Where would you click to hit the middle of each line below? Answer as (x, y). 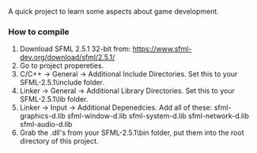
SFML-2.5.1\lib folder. (54, 99)
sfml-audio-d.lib (46, 125)
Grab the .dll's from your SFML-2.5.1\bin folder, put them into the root (132, 132)
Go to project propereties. (62, 65)
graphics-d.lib (42, 116)
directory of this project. (59, 141)
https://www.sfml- (162, 49)
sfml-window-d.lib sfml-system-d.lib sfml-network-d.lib (158, 116)
